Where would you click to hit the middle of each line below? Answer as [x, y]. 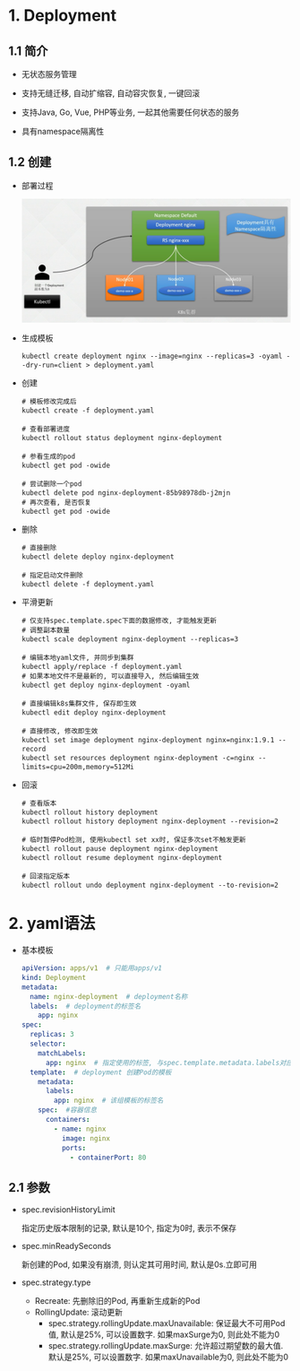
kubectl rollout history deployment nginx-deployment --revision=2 [150, 821]
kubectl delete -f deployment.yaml [88, 585]
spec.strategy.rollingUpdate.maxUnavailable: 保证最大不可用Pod [167, 1323]
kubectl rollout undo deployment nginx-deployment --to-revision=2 [150, 885]
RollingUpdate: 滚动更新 [78, 1312]
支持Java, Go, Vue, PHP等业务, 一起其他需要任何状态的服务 [130, 112]
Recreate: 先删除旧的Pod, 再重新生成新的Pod [117, 1301]
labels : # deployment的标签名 [86, 1006]
